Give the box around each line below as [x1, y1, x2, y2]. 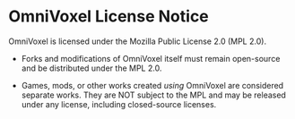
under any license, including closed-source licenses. [21, 98, 217, 109]
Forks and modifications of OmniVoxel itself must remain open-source [21, 53, 281, 64]
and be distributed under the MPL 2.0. [21, 63, 162, 73]
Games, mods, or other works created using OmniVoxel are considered [21, 80, 284, 90]
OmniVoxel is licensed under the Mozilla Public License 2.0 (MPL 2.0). [8, 36, 266, 47]
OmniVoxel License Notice [8, 6, 210, 27]
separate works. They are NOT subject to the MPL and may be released [21, 89, 286, 100]
